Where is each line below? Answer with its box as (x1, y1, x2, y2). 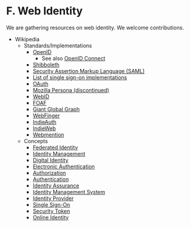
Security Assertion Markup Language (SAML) (32, 67, 145, 74)
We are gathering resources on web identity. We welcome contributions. (6, 24, 184, 31)
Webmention (32, 131, 65, 138)
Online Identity (32, 214, 69, 221)
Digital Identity (32, 156, 69, 164)
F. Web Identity (6, 4, 83, 18)
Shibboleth (32, 61, 60, 68)
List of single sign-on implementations (32, 74, 127, 81)
